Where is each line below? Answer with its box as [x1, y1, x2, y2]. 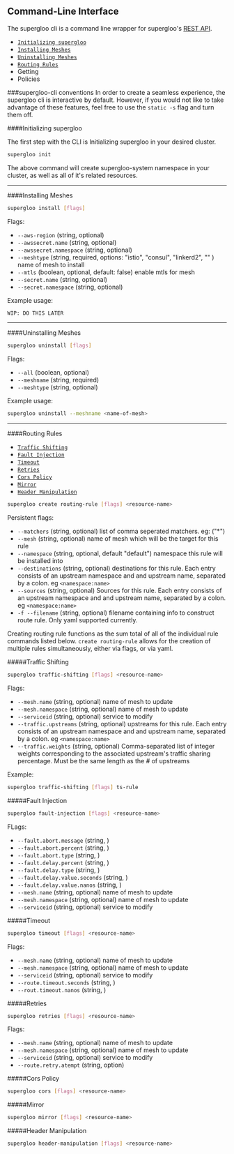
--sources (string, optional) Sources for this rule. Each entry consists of [17, 586, 222, 595]
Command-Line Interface [7, 6, 120, 17]
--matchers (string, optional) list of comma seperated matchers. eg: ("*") [17, 527, 226, 536]
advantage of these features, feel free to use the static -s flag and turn [7, 103, 214, 111]
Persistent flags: [7, 514, 54, 522]
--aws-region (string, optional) [17, 230, 104, 239]
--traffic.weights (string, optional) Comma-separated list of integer [17, 742, 215, 750]
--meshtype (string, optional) [17, 383, 98, 391]
